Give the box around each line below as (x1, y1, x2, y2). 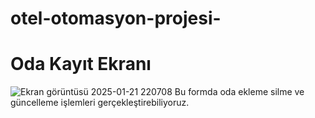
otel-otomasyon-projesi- (10, 7, 222, 30)
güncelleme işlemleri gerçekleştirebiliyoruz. (10, 97, 190, 109)
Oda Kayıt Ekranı (10, 53, 152, 76)
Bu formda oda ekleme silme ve (174, 86, 305, 98)
